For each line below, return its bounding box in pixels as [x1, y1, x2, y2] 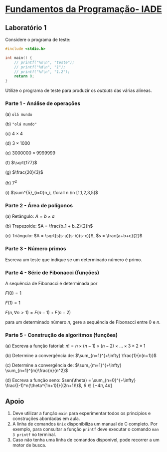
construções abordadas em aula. [12, 416, 80, 422]
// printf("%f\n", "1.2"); [14, 69, 70, 74]
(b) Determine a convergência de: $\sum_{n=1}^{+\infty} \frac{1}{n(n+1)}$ [5, 353, 157, 359]
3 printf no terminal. [12, 432, 56, 438]
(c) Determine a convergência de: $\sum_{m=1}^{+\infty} [5, 362, 122, 368]
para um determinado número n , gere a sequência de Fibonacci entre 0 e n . [5, 319, 161, 325]
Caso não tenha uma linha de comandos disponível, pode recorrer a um [12, 437, 160, 443]
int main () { [5, 55, 32, 60]
